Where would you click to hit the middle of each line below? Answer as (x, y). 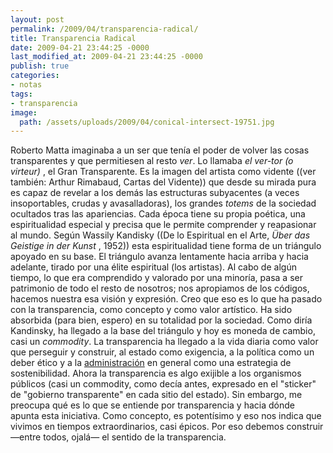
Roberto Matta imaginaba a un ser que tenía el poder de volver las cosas (160, 150)
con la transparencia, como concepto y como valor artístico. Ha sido (151, 310)
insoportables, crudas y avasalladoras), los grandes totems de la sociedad (163, 203)
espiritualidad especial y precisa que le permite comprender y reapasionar (163, 225)
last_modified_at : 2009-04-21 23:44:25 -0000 (106, 57)
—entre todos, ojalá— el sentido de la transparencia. (118, 437)
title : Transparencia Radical (73, 38)
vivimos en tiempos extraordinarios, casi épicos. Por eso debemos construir (167, 427)
